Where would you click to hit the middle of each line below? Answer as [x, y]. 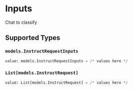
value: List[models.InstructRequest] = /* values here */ [66, 83]
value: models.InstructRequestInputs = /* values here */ [66, 61]
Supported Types [33, 38]
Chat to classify [21, 22]
